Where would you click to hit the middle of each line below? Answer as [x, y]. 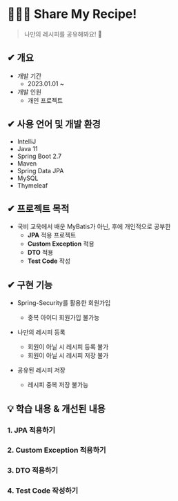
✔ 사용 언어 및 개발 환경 [54, 125]
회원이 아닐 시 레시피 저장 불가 [68, 355]
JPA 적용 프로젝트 [52, 235]
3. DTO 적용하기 [33, 471]
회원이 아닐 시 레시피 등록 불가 [68, 347]
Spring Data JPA [40, 170]
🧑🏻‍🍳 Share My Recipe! [72, 14]
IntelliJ [27, 141]
